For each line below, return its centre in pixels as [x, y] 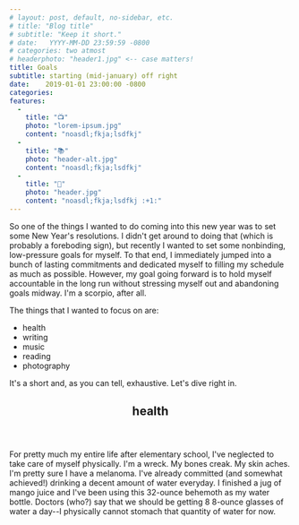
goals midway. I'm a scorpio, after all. [78, 293]
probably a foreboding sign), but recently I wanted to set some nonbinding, [148, 245]
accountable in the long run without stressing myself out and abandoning [144, 283]
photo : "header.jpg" [64, 193]
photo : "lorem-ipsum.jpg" [74, 126]
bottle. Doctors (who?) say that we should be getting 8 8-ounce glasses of [146, 502]
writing [35, 337]
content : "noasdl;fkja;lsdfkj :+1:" [94, 201]
